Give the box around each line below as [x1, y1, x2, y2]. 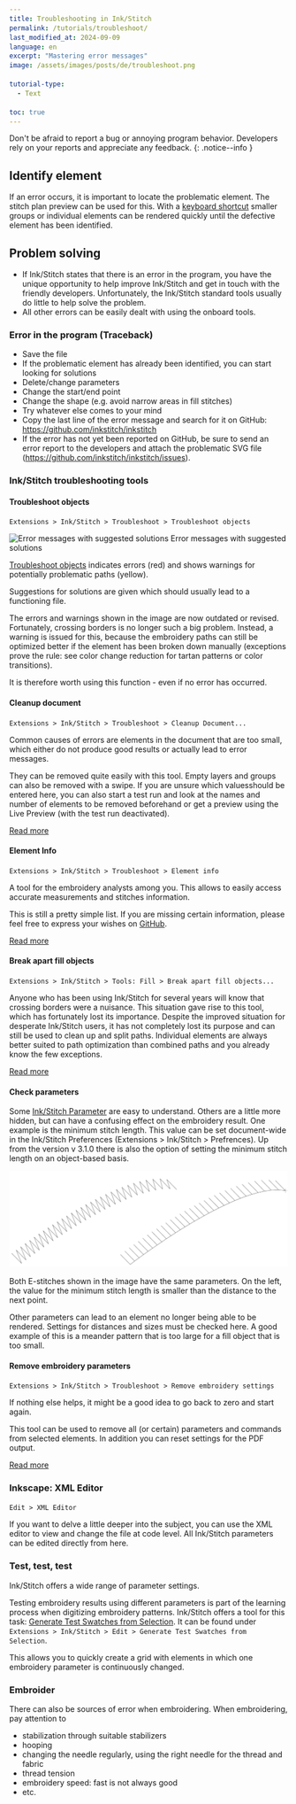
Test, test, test [9, 1560, 72, 1572]
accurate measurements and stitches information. [9, 891, 190, 902]
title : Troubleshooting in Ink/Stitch [9, 14, 152, 23]
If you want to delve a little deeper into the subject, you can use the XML [9, 1519, 273, 1529]
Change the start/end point [21, 386, 121, 398]
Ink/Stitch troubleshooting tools [9, 475, 148, 487]
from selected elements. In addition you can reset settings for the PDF [9, 1433, 264, 1444]
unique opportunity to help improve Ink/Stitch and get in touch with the [21, 279, 280, 289]
